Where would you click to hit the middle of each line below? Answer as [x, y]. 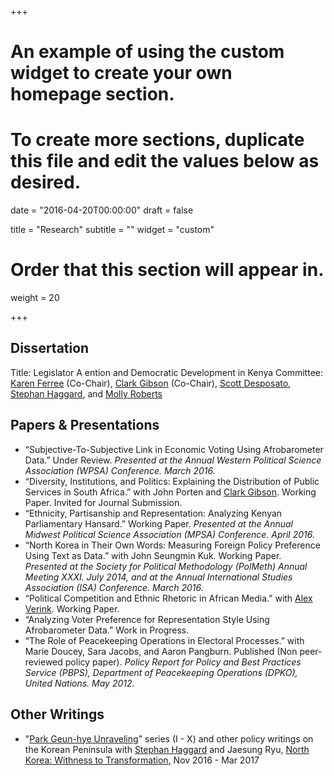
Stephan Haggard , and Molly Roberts [86, 393]
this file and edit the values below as [165, 161]
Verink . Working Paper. [72, 608]
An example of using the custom [147, 52]
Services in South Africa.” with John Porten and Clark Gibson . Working [170, 492]
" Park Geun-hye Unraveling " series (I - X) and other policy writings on [169, 738]
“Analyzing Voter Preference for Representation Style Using [147, 619]
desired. [45, 182]
